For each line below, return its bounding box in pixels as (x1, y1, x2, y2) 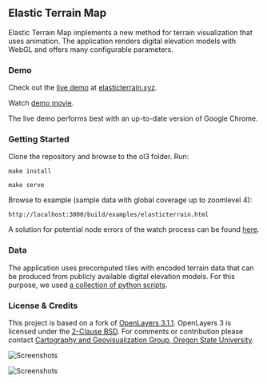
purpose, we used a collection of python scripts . (8, 280, 168, 289)
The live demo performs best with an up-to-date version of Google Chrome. (8, 114, 258, 123)
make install (8, 167, 52, 175)
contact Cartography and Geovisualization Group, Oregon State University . (8, 335, 254, 345)
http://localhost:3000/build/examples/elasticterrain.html (8, 211, 209, 219)
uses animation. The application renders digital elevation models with (8, 36, 237, 46)
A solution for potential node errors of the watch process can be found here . (8, 225, 260, 234)
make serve (8, 182, 45, 190)
